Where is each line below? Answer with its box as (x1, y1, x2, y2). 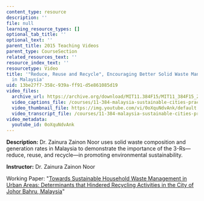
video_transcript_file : (12, 111, 72, 117)
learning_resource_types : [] (6, 26, 80, 32)
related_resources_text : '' (6, 54, 78, 60)
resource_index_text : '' (6, 60, 69, 66)
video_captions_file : (12, 99, 67, 105)
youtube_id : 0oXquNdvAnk (12, 122, 75, 128)
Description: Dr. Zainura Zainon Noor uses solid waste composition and (6, 138, 186, 146)
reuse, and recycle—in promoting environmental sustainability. (27, 151, 183, 158)
